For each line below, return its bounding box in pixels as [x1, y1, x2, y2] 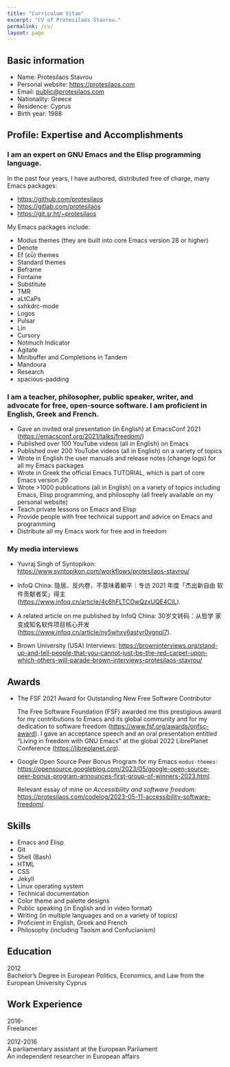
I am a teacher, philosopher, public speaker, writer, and [7, 392, 194, 401]
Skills [7, 819, 31, 832]
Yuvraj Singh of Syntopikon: [16, 560, 96, 568]
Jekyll [16, 874, 34, 883]
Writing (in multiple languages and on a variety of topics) [16, 911, 179, 919]
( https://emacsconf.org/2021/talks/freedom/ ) [16, 432, 144, 441]
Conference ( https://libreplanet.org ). [16, 744, 120, 753]
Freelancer [7, 1024, 38, 1032]
